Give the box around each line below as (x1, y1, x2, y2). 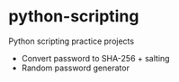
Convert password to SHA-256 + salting (21, 53, 170, 63)
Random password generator (21, 62, 130, 73)
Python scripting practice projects (8, 36, 135, 46)
